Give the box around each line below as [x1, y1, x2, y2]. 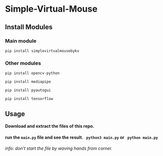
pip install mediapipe [5, 79, 51, 84]
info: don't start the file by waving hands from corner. [5, 145, 113, 152]
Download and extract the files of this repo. [5, 123, 95, 129]
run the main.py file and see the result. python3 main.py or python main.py [5, 134, 158, 140]
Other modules [5, 59, 41, 66]
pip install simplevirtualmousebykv [5, 48, 79, 53]
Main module [5, 38, 36, 44]
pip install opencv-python [5, 71, 60, 76]
